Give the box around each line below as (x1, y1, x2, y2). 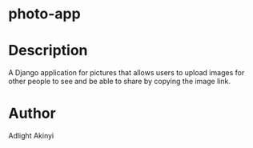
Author (8, 105, 56, 122)
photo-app (8, 5, 82, 23)
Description (8, 42, 88, 60)
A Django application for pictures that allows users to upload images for (8, 68, 245, 78)
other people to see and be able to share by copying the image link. (8, 77, 231, 86)
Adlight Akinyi (8, 131, 54, 141)
